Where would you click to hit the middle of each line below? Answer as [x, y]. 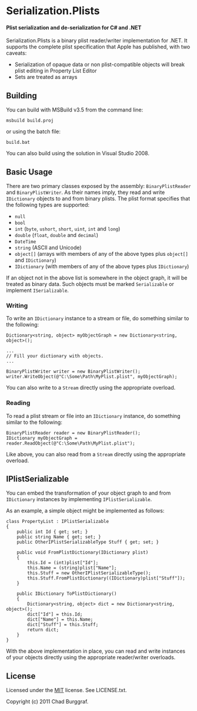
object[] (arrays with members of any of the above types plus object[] [101, 254]
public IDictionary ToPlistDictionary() [67, 594]
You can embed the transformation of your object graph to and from [89, 493]
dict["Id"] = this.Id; [55, 614]
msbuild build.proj [30, 121]
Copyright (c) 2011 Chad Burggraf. [47, 702]
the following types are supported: [48, 205]
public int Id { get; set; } [52, 532]
